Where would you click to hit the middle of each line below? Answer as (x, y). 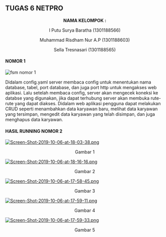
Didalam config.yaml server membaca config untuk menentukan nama (78, 82)
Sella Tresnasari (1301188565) (85, 49)
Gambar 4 (85, 210)
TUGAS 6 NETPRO (34, 8)
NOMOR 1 (15, 61)
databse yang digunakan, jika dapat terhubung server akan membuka (77, 98)
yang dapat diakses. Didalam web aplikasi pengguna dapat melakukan (88, 104)
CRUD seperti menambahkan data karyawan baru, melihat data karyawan (81, 109)
